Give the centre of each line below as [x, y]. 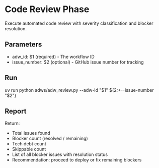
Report [16, 111]
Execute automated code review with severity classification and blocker [79, 23]
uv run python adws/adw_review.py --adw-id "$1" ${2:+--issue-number [79, 90]
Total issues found [31, 133]
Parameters [23, 45]
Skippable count [29, 149]
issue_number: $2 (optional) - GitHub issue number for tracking [78, 62]
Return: [12, 123]
